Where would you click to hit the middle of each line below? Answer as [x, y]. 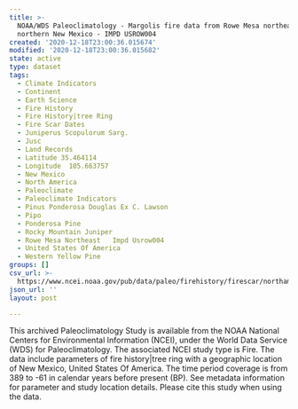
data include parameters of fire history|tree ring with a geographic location [145, 359]
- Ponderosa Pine [49, 224]
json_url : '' [33, 289]
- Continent [39, 91]
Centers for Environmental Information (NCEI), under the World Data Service [149, 340]
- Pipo [29, 215]
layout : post [33, 298]
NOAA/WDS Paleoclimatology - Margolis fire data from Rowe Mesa [138, 26]
